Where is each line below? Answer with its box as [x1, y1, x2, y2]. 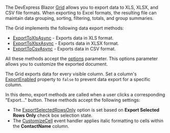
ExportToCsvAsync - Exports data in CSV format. [12, 46, 116, 51]
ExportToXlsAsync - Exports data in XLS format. [12, 35, 114, 41]
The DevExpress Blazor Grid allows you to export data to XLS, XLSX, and [5, 5, 158, 10]
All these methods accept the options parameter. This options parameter [5, 56, 158, 62]
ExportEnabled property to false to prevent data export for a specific [5, 76, 151, 82]
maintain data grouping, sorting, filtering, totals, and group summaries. [5, 15, 154, 21]
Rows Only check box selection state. [12, 112, 93, 118]
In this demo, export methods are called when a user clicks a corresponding [5, 92, 165, 97]
